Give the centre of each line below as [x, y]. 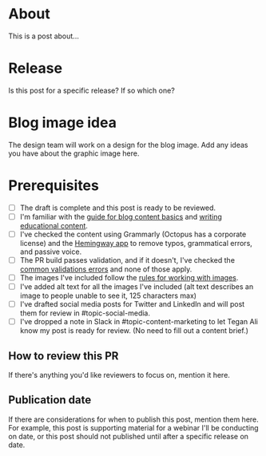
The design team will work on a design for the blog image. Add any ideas [128, 145]
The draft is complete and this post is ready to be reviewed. [118, 208]
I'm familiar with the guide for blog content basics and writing [121, 216]
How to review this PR [64, 356]
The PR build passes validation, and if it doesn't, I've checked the [127, 260]
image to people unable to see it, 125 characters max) [108, 295]
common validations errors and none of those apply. [106, 269]
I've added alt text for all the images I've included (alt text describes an [137, 287]
